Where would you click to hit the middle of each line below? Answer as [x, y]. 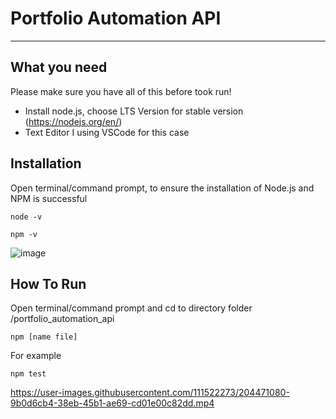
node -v [26, 217]
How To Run [48, 283]
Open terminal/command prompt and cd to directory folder [131, 308]
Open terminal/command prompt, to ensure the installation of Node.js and [162, 188]
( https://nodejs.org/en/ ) [73, 121]
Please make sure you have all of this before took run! [121, 91]
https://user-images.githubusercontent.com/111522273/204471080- [150, 393]
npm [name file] [44, 337]
